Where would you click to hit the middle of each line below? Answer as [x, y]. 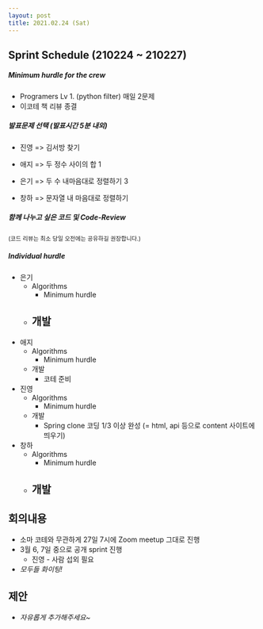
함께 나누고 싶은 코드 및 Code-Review [67, 217]
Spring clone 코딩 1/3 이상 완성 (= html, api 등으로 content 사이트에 [149, 425]
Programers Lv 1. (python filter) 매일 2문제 [87, 96]
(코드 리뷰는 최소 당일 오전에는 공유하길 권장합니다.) [74, 239]
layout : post [30, 15]
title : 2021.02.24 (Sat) [49, 23]
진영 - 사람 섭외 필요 [63, 559]
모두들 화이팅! [41, 569]
